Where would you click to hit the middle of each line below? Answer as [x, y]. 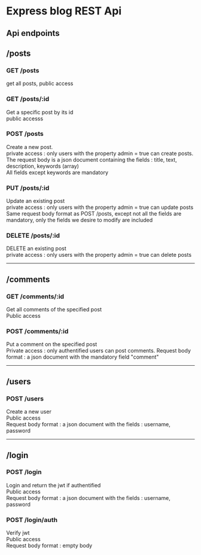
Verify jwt [18, 533]
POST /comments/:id [37, 332]
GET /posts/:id [28, 99]
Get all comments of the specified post [54, 310]
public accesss [25, 119]
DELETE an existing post [36, 248]
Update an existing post [36, 201]
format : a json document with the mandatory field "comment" [83, 357]
